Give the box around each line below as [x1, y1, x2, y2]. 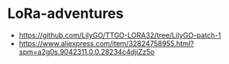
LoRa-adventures [7, 5, 124, 23]
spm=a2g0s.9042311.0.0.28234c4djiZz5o [18, 47, 155, 56]
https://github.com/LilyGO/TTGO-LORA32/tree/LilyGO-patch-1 [18, 30, 222, 40]
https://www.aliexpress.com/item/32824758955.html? [18, 38, 194, 48]
